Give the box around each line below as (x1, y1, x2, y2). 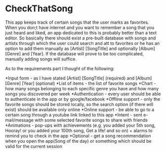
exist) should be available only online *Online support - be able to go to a (5, 107, 155, 113)
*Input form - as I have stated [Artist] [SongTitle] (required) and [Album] (5, 75, 152, 81)
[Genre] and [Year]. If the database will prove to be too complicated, (5, 50, 144, 57)
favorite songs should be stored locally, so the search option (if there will (5, 101, 154, 107)
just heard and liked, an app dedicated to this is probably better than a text (5, 30, 157, 36)
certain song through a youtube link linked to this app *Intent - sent (5, 112, 142, 117)
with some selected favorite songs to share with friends (34, 117, 148, 123)
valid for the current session (5, 143, 63, 149)
